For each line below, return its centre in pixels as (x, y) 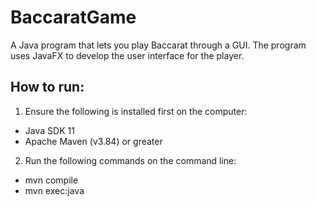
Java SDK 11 (49, 130)
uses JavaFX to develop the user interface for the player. (127, 55)
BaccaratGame (73, 17)
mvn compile (51, 180)
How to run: (47, 87)
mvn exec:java (54, 190)
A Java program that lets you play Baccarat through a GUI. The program (158, 45)
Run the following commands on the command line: (130, 160)
